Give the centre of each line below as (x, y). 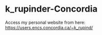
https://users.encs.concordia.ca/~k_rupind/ (49, 27)
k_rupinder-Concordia (51, 9)
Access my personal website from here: (45, 22)
